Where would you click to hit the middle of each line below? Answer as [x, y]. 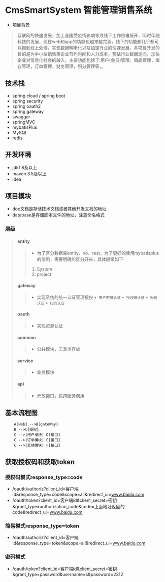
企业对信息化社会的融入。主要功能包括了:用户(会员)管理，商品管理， [86, 60]
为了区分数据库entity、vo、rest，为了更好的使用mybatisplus [98, 253]
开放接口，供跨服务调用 [61, 396]
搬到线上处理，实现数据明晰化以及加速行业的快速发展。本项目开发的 [91, 48]
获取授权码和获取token [40, 462]
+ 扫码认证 [55, 303]
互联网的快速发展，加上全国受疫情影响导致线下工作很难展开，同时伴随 [88, 35]
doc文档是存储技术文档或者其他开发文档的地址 [59, 209]
